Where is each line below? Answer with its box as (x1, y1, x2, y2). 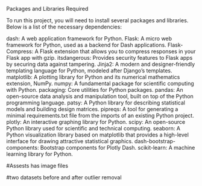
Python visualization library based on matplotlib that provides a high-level (6, 131, 189, 138)
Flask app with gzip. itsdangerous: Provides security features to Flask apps (6, 54, 193, 61)
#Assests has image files (6, 162, 68, 169)
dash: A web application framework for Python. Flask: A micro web (6, 35, 172, 42)
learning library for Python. (6, 150, 74, 158)
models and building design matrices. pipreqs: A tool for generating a (6, 106, 178, 112)
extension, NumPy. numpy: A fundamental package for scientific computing (6, 80, 194, 87)
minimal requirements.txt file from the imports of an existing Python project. (6, 112, 194, 119)
